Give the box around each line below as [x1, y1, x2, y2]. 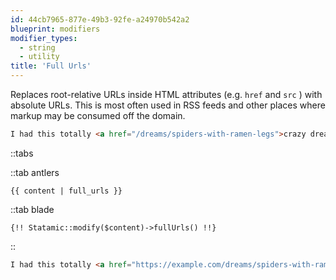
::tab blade [10, 203, 55, 215]
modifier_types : [10, 33, 78, 43]
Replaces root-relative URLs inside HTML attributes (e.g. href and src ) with [10, 89, 323, 100]
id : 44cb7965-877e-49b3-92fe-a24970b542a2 [10, 14, 190, 25]
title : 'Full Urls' [10, 61, 92, 71]
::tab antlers [10, 166, 60, 178]
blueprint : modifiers [10, 24, 101, 34]
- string [19, 42, 56, 53]
